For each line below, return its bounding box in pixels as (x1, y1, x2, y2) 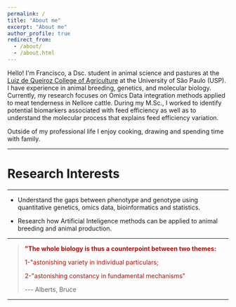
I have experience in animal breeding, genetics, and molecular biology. (7, 84, 212, 92)
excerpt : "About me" (7, 23, 68, 30)
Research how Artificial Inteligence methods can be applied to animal (17, 216, 218, 225)
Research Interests (7, 166, 120, 182)
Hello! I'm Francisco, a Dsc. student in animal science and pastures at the (7, 68, 220, 77)
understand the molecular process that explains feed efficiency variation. (7, 113, 219, 122)
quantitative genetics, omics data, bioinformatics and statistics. (17, 203, 201, 211)
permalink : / (7, 10, 46, 18)
